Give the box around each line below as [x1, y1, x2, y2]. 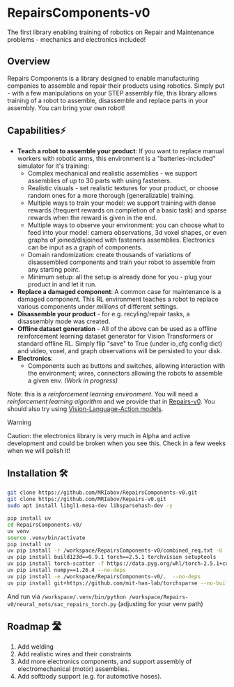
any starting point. [27, 265, 80, 273]
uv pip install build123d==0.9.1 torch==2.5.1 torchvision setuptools [7, 554, 217, 561]
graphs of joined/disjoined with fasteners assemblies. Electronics [27, 236, 215, 244]
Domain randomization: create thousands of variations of [27, 250, 192, 258]
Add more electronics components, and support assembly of [17, 657, 192, 666]
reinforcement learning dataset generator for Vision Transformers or [17, 332, 214, 340]
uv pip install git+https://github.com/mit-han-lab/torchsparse [7, 580, 198, 587]
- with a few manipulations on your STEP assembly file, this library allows [7, 88, 217, 97]
